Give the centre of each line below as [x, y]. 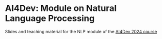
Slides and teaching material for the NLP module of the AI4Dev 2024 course [81, 31]
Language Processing [50, 18]
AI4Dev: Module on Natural [61, 8]
